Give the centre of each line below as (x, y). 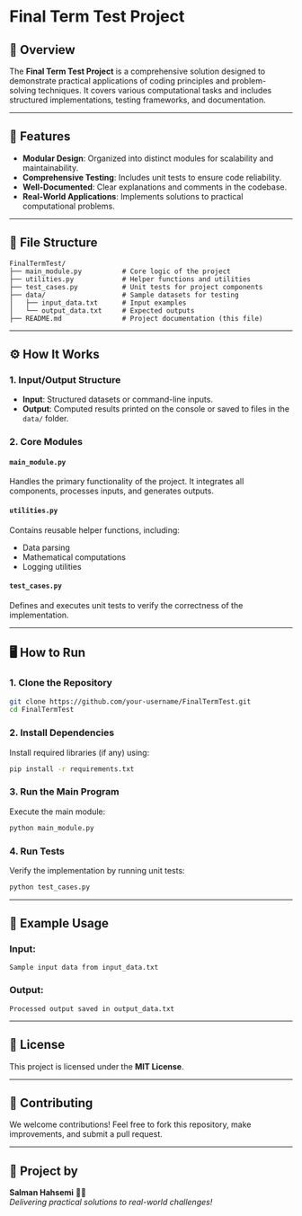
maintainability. (50, 167)
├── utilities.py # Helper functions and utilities (130, 279)
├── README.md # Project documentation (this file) (136, 318)
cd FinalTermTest (42, 710)
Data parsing (46, 547)
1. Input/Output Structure (65, 379)
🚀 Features (40, 137)
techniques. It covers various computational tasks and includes (155, 90)
